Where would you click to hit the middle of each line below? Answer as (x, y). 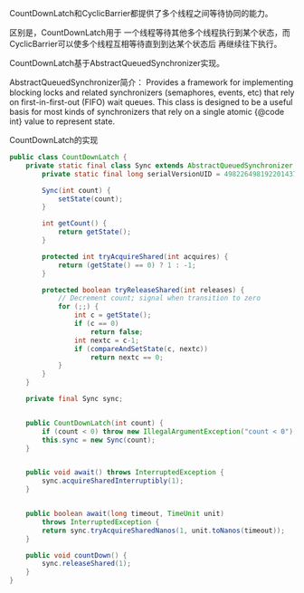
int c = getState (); (113, 315)
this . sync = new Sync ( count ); (99, 440)
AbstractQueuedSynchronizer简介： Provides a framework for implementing (152, 82)
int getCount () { (74, 224)
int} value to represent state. (62, 121)
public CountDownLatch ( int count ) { (95, 423)
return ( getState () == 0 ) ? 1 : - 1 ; (127, 265)
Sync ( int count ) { (76, 190)
